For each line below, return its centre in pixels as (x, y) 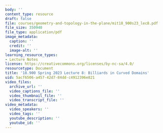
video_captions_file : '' (35, 91)
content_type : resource (29, 14)
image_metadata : (21, 37)
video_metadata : (21, 105)
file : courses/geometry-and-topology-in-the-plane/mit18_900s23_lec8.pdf (82, 23)
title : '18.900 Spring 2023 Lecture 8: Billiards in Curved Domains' (77, 73)
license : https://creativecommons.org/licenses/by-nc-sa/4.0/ (70, 64)
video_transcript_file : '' (37, 100)
